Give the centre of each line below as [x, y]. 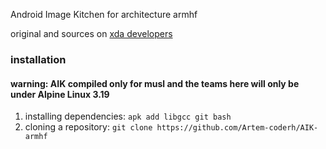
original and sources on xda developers [91, 33]
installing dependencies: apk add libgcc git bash [128, 116]
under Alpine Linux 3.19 [60, 94]
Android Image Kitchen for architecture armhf [104, 14]
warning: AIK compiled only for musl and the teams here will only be [155, 83]
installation [38, 59]
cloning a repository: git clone [88, 127]
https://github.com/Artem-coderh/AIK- [237, 128]
